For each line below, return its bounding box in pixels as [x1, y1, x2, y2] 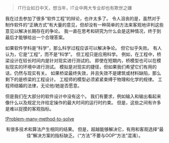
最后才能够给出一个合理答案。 [5, 35, 67, 40]
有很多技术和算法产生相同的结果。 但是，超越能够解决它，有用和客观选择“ [6, 126, 160, 132]
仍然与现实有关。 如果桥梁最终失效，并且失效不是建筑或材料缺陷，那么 [14, 70, 161, 76]
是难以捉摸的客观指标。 [5, 106, 54, 112]
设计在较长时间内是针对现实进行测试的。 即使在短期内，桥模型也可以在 [9, 58, 157, 63]
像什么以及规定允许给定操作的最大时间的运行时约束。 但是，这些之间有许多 [5, 100, 161, 105]
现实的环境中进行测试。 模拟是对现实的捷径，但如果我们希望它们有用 [9, 64, 152, 70]
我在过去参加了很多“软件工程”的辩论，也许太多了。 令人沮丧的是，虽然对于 [5, 16, 161, 22]
